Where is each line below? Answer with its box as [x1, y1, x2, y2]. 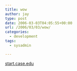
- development [9, 34, 38, 39]
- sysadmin [9, 43, 31, 48]
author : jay [5, 12, 29, 16]
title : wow [5, 7, 27, 12]
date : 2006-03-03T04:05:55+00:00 [5, 20, 73, 26]
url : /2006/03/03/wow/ [5, 25, 51, 30]
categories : [5, 29, 29, 34]
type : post [5, 16, 27, 21]
